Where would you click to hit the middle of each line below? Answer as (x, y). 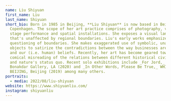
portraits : (17, 77)
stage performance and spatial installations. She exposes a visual (84, 34)
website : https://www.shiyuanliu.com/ (46, 86)
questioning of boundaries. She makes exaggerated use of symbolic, (84, 43)
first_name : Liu (22, 15)
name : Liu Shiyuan (25, 10)
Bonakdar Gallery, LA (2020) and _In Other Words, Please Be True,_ (84, 67)
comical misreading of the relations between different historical (83, 57)
